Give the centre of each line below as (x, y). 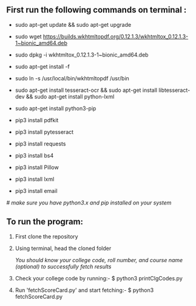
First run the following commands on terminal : (96, 10)
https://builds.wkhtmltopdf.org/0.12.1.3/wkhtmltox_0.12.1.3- (116, 37)
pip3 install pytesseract (44, 132)
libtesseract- (174, 90)
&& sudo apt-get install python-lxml (70, 96)
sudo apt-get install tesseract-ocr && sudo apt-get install (86, 90)
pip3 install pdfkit (37, 120)
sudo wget (28, 37)
